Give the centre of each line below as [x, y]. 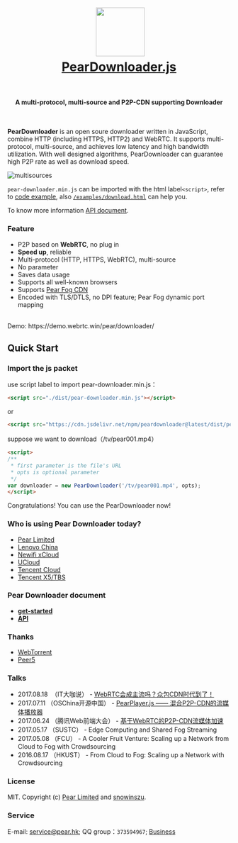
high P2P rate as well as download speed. [68, 162]
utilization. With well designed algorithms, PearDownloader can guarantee [115, 154]
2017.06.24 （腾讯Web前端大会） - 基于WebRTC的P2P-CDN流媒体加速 [121, 721]
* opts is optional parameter [55, 472]
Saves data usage [44, 274]
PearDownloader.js [119, 67]
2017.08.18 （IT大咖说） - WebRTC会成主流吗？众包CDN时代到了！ [116, 694]
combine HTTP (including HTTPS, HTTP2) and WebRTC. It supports [106, 139]
